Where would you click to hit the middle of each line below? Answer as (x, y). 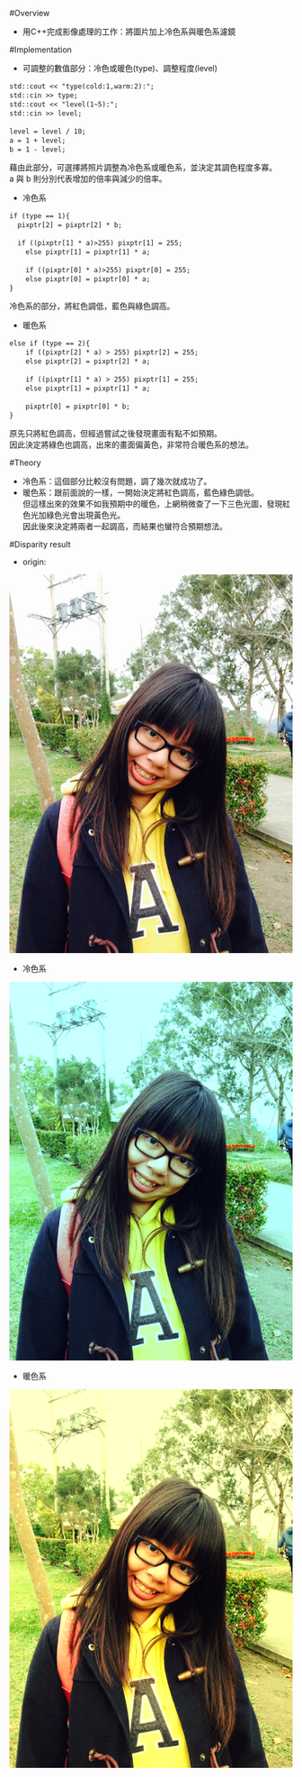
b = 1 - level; (38, 150)
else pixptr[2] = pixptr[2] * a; (88, 362)
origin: (34, 562)
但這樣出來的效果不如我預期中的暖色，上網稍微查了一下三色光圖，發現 (152, 504)
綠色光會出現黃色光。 (86, 515)
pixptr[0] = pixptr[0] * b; (78, 407)
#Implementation (40, 50)
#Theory (26, 463)
